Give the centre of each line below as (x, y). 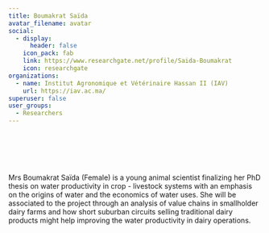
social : (21, 31)
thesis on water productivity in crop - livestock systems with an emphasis (130, 186)
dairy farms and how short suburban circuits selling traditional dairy (121, 212)
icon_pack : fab (48, 53)
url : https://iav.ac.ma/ (64, 91)
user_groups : (30, 106)
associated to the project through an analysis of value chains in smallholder (134, 203)
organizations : (34, 76)
